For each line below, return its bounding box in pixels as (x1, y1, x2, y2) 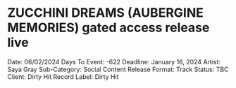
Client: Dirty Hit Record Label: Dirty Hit (7, 72, 119, 81)
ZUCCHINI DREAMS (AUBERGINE (7, 5, 204, 21)
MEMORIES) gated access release (7, 20, 210, 36)
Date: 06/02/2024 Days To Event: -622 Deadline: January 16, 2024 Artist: (7, 57, 221, 66)
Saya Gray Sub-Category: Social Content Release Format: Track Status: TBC (7, 65, 229, 73)
